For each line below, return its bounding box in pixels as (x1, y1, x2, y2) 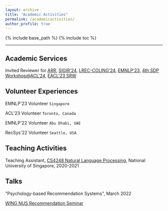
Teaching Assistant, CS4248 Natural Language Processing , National (5, 157, 146, 163)
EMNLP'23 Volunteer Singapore (5, 100, 70, 106)
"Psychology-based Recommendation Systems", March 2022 (5, 190, 131, 196)
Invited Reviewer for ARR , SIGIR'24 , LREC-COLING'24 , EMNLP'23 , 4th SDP (5, 67, 159, 73)
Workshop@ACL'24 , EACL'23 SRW (5, 73, 76, 79)
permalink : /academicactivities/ (5, 16, 75, 21)
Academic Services (5, 54, 67, 62)
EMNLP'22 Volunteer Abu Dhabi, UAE (5, 119, 81, 125)
